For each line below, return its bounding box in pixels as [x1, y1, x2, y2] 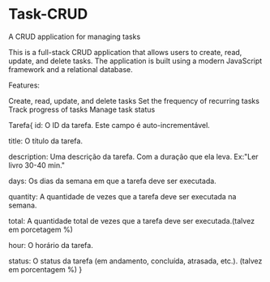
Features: [8, 80, 41, 90]
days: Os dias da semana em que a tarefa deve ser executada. [8, 176, 216, 186]
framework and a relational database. [8, 64, 134, 74]
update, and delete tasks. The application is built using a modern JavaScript [8, 56, 263, 66]
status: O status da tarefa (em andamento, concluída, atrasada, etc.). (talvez [8, 256, 263, 266]
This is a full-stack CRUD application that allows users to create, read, [8, 47, 242, 57]
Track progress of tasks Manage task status [8, 105, 156, 114]
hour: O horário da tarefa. [8, 240, 93, 250]
